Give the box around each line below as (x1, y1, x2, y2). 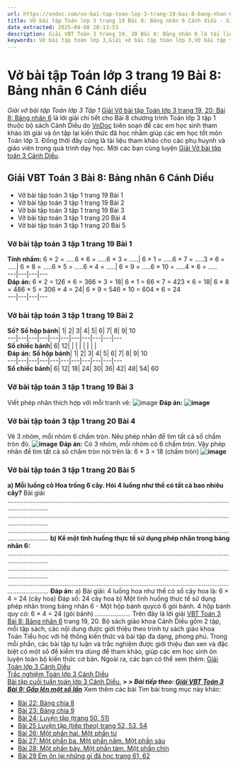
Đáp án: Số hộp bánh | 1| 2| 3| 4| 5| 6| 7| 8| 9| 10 (7, 349, 148, 358)
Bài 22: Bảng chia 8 (17, 699, 75, 707)
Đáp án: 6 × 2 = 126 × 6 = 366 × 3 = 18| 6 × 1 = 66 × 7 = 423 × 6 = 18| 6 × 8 (7, 278, 229, 286)
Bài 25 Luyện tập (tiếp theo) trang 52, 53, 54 (17, 722, 147, 730)
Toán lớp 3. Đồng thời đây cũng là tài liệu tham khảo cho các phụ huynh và (7, 136, 225, 145)
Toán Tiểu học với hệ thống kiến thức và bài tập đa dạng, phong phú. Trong (7, 632, 228, 640)
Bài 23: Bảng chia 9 (17, 707, 75, 715)
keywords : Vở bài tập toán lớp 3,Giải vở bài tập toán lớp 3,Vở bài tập (7, 37, 227, 44)
